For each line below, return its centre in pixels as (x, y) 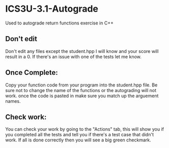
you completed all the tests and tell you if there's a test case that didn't (80, 135)
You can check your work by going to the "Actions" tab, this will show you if (85, 129)
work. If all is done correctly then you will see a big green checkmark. (78, 140)
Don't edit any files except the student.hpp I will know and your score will (82, 51)
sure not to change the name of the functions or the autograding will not (81, 90)
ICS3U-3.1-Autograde (52, 9)
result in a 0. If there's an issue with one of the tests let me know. (73, 56)
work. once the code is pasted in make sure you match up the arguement (82, 96)
